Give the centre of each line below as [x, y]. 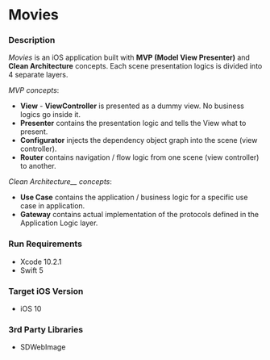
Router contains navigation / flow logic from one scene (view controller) [139, 157]
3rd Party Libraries [46, 330]
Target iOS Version [46, 291]
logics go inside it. [50, 115]
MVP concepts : [34, 90]
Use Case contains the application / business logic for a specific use [134, 197]
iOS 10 [31, 309]
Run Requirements [46, 244]
